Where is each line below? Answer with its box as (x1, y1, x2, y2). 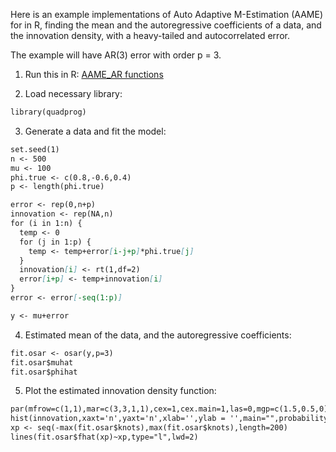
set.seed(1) (10, 144, 60, 154)
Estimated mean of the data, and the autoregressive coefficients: (24, 329, 292, 341)
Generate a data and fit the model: (24, 125, 167, 137)
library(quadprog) (10, 107, 87, 117)
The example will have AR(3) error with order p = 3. (10, 49, 222, 61)
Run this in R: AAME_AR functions (24, 69, 164, 80)
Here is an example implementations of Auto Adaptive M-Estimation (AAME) (10, 9, 324, 20)
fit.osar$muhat (10, 357, 74, 368)
